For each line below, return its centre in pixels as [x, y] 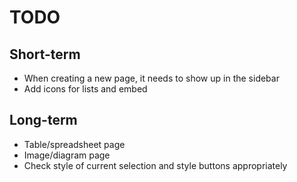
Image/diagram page [67, 155]
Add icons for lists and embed [85, 89]
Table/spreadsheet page [74, 144]
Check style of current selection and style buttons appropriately [155, 165]
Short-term [45, 54]
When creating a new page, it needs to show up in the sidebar [151, 78]
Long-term [43, 120]
